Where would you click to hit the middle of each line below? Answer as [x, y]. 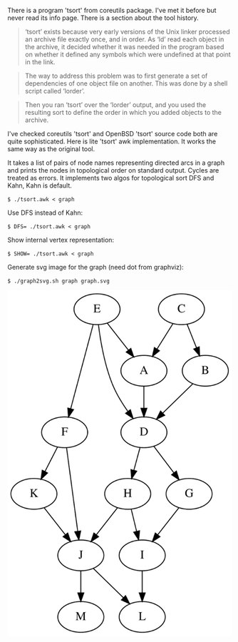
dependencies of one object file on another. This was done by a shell [126, 83]
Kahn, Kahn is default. [40, 185]
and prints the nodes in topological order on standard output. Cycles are [113, 170]
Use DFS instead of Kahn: [45, 213]
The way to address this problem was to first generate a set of [116, 76]
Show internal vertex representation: [61, 240]
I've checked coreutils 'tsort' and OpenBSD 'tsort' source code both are [113, 134]
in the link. [40, 62]
